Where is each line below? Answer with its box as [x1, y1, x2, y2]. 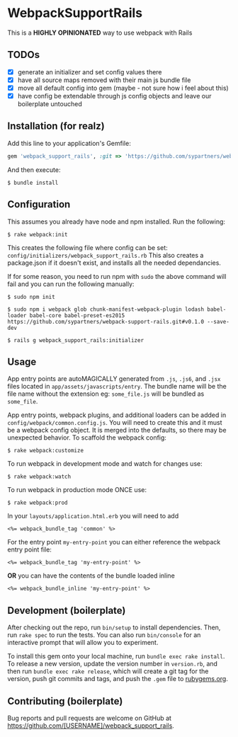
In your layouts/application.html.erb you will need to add [7, 512, 179, 520]
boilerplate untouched [17, 100, 83, 108]
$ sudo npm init [7, 293, 55, 300]
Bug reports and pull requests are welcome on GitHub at [7, 714, 172, 722]
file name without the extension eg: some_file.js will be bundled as [7, 389, 205, 398]
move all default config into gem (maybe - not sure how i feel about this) [17, 84, 229, 92]
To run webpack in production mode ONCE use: [7, 486, 147, 494]
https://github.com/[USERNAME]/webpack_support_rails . [7, 721, 175, 730]
